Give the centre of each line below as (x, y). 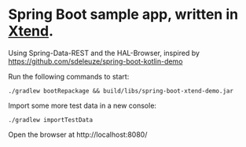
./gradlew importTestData (50, 119)
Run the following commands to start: (69, 76)
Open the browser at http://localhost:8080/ (78, 134)
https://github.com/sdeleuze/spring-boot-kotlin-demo (95, 61)
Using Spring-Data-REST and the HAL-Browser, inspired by (104, 53)
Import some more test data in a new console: (83, 105)
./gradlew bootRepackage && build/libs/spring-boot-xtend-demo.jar (121, 91)
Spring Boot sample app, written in (123, 15)
